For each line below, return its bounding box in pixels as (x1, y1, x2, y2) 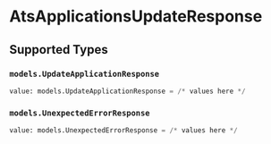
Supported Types (9, 42, 109, 57)
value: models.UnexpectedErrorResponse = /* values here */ (9, 126, 239, 135)
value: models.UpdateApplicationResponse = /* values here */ (9, 87, 246, 96)
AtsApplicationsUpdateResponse (9, 6, 263, 27)
